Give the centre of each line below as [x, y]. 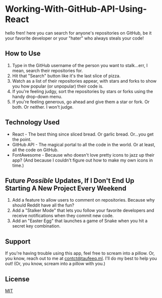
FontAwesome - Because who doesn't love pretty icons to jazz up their [83, 155]
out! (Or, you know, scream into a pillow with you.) [55, 264]
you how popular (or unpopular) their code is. [58, 86]
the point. [22, 139]
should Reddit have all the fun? [43, 205]
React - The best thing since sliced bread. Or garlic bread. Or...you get [83, 134]
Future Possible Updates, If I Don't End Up [70, 180]
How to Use [23, 54]
